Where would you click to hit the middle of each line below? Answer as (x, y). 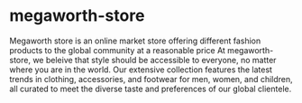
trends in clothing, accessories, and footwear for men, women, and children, (151, 79)
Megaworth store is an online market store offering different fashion (135, 41)
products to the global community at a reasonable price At (117, 50)
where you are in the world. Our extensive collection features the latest (141, 70)
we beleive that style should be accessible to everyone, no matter (155, 60)
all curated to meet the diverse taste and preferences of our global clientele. (151, 89)
